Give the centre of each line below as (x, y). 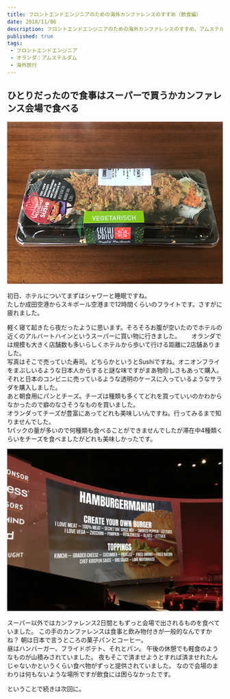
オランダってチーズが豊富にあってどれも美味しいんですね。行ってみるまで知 (114, 413)
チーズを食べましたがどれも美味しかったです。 (90, 438)
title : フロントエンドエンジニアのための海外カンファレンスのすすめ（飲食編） (104, 14)
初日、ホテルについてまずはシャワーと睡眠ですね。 (79, 296)
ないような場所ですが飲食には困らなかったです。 (105, 674)
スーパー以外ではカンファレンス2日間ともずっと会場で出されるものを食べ (111, 623)
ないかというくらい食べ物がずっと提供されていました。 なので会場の (116, 665)
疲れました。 (25, 313)
